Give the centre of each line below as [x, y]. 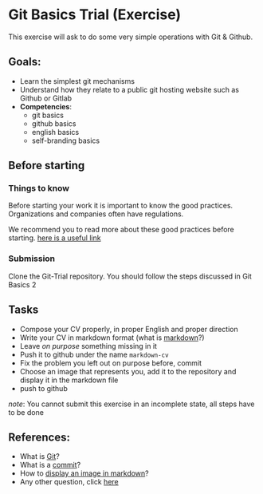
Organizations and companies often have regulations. [96, 214]
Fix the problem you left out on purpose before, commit [110, 363]
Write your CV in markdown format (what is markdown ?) [112, 338]
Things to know [39, 188]
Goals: [25, 62]
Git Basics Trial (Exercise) [95, 15]
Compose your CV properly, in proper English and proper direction [129, 329]
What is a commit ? [50, 465]
